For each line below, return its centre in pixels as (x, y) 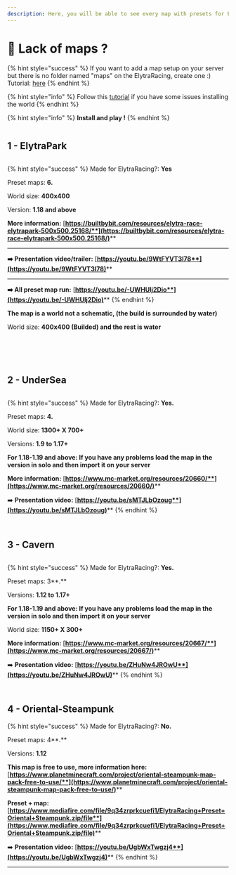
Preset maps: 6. (30, 183)
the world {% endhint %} (43, 104)
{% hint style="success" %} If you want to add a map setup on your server (116, 68)
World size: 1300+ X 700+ (46, 430)
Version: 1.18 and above (42, 210)
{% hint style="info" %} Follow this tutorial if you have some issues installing (118, 96)
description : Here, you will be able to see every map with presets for (116, 14)
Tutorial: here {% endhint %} (48, 83)
